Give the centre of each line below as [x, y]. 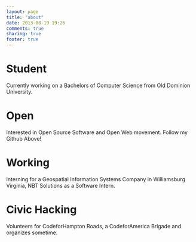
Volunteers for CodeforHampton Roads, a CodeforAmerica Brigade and [94, 226]
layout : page [22, 12]
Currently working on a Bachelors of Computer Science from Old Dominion [98, 85]
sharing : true [24, 34]
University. [19, 91]
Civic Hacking [42, 210]
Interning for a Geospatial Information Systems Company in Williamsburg [96, 179]
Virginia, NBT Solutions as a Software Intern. [61, 185]
